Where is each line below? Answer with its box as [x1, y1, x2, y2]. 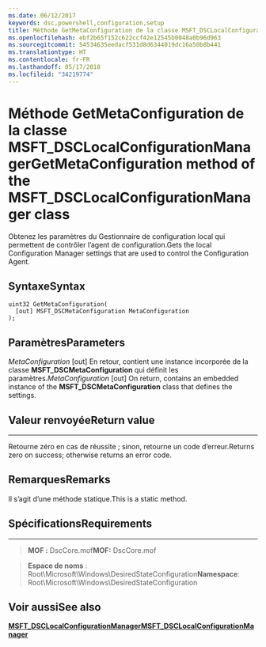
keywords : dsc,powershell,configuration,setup [8, 19, 165, 27]
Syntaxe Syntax [8, 279, 85, 293]
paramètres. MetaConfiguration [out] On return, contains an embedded [8, 373, 239, 384]
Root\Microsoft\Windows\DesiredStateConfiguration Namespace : [27, 569, 240, 578]
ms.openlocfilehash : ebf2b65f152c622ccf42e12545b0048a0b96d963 [8, 33, 222, 42]
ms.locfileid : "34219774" [8, 70, 93, 78]
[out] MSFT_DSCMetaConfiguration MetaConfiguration [15, 308, 190, 316]
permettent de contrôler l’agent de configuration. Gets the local [8, 240, 212, 249]
